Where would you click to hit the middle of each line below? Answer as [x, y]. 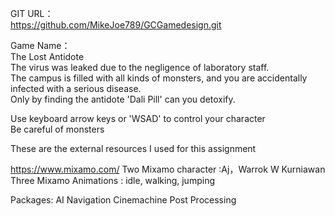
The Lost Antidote [47, 56]
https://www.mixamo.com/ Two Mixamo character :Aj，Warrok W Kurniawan [168, 169]
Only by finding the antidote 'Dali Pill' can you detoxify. [123, 99]
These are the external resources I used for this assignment [133, 148]
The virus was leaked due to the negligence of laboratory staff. [140, 67]
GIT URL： [32, 13]
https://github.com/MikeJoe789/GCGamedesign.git [116, 25]
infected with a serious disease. [76, 88]
